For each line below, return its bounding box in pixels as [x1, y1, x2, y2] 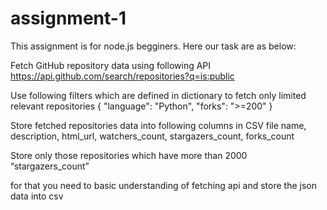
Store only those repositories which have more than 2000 [10, 149, 248, 161]
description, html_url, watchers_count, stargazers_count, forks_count [10, 130, 295, 142]
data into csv [10, 190, 64, 202]
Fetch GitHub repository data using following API [10, 59, 212, 71]
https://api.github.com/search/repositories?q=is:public [10, 70, 235, 82]
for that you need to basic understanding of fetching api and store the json [10, 179, 317, 191]
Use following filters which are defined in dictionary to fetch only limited [10, 89, 307, 101]
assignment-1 [10, 7, 127, 30]
